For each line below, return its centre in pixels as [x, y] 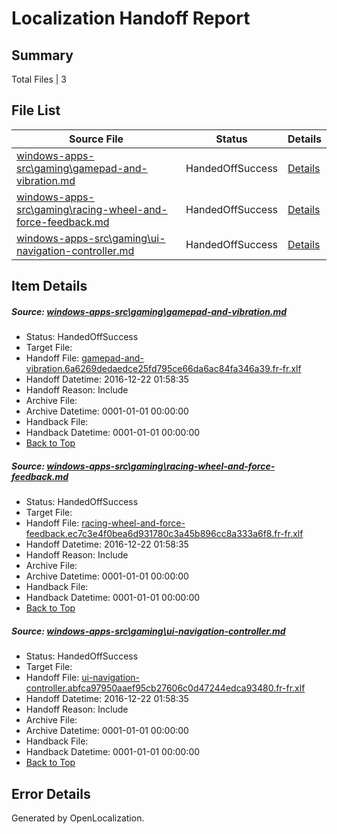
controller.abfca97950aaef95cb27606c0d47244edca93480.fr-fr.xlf [165, 688]
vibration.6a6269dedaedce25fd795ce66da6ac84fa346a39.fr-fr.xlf [163, 369]
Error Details [51, 793]
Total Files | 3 [39, 79]
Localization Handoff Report [131, 18]
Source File [96, 139]
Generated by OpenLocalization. [78, 818]
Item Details [49, 286]
